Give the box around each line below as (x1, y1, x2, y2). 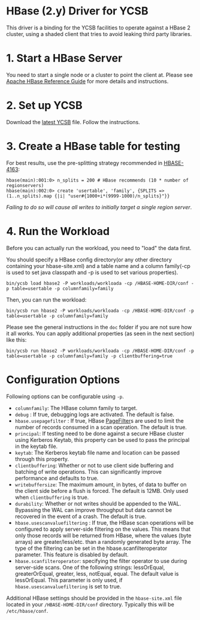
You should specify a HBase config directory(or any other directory (6, 256, 172, 263)
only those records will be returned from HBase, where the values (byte (14, 532, 192, 539)
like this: (6, 336, 27, 343)
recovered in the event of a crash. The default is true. (14, 513, 147, 520)
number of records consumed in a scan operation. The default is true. (14, 423, 187, 431)
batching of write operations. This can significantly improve (14, 468, 162, 475)
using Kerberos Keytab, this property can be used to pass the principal (14, 436, 190, 443)
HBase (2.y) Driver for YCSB (6, 4, 149, 18)
